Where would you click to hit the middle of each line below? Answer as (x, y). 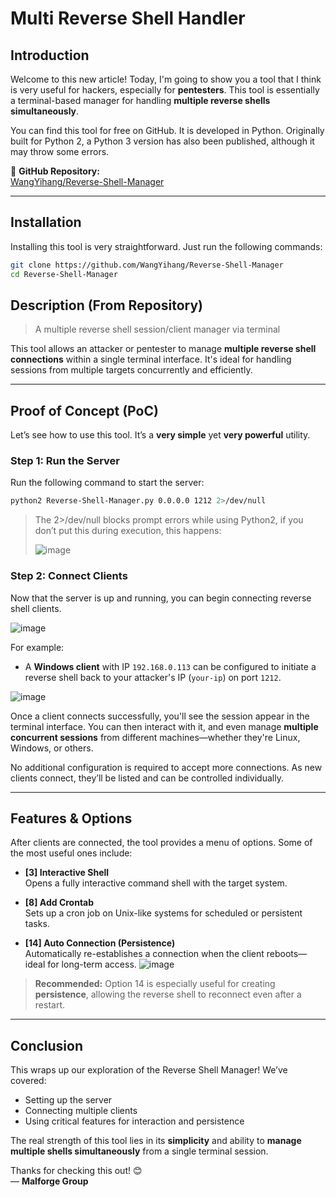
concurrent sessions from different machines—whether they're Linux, (155, 737)
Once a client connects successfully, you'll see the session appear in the (160, 716)
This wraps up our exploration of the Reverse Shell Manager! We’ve (149, 1070)
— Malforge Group (49, 1181)
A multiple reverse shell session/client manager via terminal (157, 329)
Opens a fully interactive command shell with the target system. (156, 883)
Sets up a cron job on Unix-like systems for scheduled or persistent (163, 913)
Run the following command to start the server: (107, 483)
